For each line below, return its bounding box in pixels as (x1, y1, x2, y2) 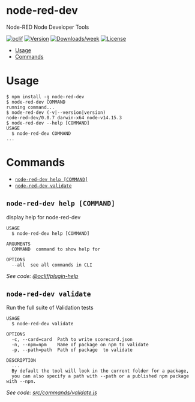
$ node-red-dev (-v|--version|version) (6, 109, 106, 116)
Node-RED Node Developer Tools (6, 23, 89, 31)
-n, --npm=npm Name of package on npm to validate (11, 342, 149, 348)
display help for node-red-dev (6, 213, 81, 220)
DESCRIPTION (6, 358, 36, 364)
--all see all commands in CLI (11, 262, 93, 268)
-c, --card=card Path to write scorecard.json (11, 337, 133, 343)
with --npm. (6, 379, 36, 385)
